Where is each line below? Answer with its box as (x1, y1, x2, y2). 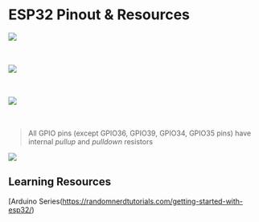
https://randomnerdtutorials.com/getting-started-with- (62, 196, 244, 206)
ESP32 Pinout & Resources (8, 6, 191, 24)
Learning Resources (8, 175, 111, 189)
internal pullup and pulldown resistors (27, 136, 154, 146)
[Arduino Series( (8, 196, 63, 206)
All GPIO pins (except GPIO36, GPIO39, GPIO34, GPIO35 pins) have (27, 128, 252, 138)
